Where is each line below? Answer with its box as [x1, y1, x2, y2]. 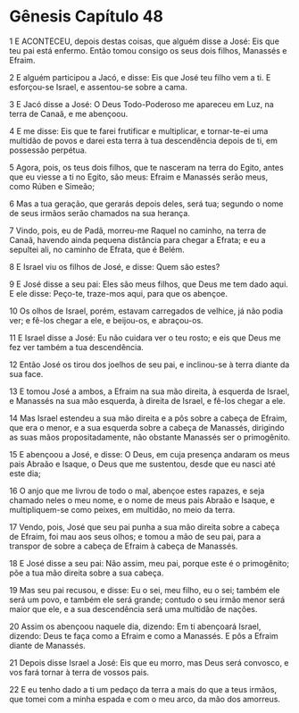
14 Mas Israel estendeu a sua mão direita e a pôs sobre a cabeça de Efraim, [9, 413, 287, 424]
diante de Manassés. [9, 640, 87, 650]
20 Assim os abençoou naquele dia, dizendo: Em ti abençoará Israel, [9, 621, 262, 632]
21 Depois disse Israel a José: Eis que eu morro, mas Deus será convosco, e [9, 657, 289, 667]
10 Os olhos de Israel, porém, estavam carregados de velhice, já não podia [9, 306, 284, 316]
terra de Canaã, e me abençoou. [9, 108, 129, 119]
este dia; [9, 467, 42, 479]
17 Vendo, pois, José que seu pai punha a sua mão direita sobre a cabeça [9, 521, 280, 533]
